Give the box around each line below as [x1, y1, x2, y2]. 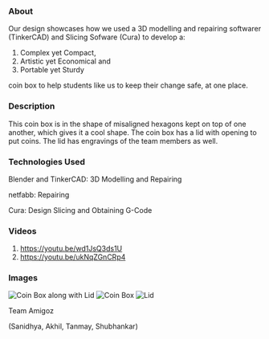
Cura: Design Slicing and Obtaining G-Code [8, 205, 153, 214]
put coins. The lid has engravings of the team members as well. [8, 136, 218, 145]
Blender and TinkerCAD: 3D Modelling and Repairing [8, 174, 182, 184]
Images [8, 272, 39, 284]
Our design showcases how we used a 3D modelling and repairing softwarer [8, 24, 262, 34]
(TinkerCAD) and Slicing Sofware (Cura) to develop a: [8, 32, 186, 42]
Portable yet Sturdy [19, 65, 84, 75]
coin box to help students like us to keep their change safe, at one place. [8, 80, 249, 90]
